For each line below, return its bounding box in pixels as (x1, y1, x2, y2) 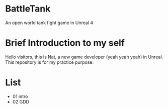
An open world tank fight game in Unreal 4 (5, 20, 94, 26)
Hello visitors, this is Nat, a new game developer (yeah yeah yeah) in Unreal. (5, 54, 163, 60)
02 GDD (12, 98, 29, 104)
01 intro (12, 93, 28, 99)
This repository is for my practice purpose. (5, 59, 94, 65)
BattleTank (5, 3, 51, 15)
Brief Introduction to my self (5, 37, 125, 49)
